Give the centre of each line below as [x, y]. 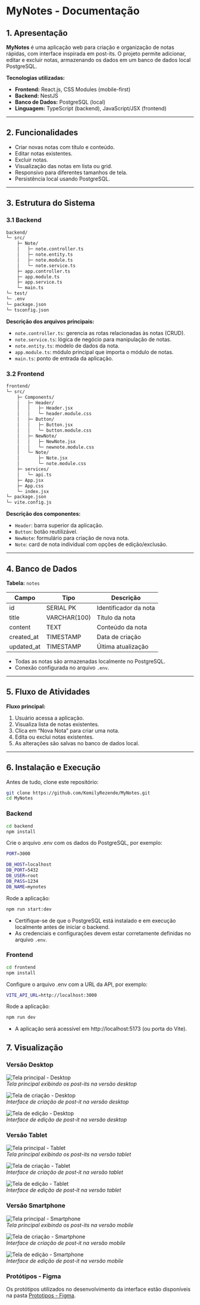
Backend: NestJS [36, 96]
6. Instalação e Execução [54, 768]
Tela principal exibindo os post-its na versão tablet [69, 1154]
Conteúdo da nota [122, 627]
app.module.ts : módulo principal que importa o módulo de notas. [94, 352]
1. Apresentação [37, 33]
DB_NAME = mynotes [26, 886]
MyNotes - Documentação [73, 11]
